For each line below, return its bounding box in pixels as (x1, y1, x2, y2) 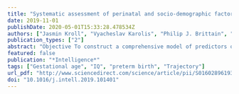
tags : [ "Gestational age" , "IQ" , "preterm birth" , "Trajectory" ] (7, 63, 205, 70)
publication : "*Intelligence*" (7, 57, 100, 64)
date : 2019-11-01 (7, 17, 59, 24)
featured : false (7, 50, 55, 57)
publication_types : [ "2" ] (7, 37, 84, 44)
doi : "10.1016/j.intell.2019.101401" (7, 76, 119, 83)
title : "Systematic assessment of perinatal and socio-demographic (7, 10, 212, 18)
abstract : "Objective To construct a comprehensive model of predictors (7, 43, 228, 50)
